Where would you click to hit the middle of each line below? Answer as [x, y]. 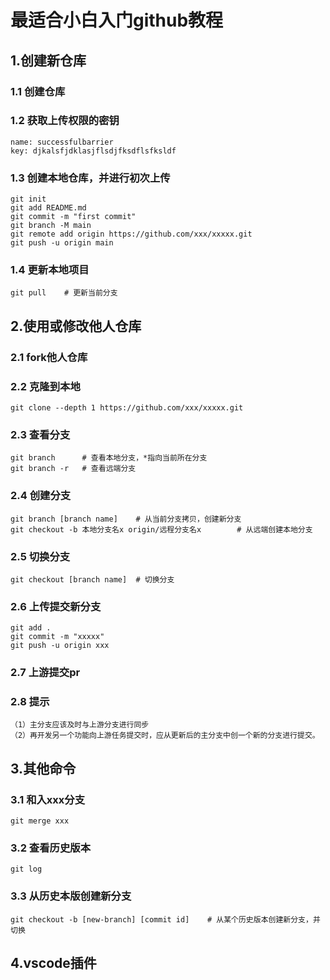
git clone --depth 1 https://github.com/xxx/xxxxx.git [127, 408]
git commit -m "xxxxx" [57, 637]
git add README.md [48, 208]
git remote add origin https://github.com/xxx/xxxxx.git [131, 234]
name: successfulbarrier [62, 142]
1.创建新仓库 [48, 60]
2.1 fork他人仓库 [49, 357]
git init [28, 199]
